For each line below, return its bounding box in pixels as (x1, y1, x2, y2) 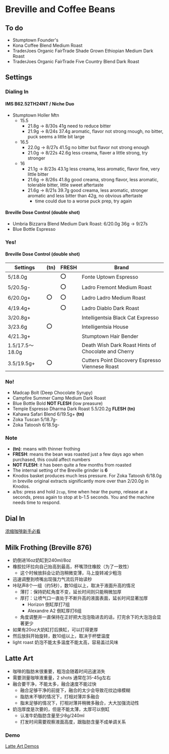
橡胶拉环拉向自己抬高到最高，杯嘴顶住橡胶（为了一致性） (12, 564, 132, 570)
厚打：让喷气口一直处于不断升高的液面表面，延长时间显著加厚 (20, 595, 148, 601)
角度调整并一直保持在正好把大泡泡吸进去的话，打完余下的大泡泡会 (20, 614, 157, 620)
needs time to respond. (12, 499, 61, 506)
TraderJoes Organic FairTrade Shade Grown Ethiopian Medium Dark (12, 48, 153, 54)
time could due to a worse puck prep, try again (35, 198, 132, 204)
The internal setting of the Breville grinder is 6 (12, 467, 108, 473)
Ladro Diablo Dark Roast (81, 305, 139, 312)
